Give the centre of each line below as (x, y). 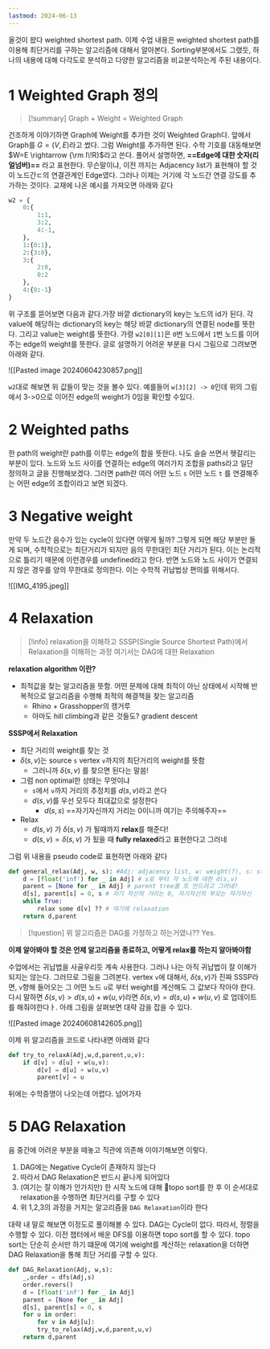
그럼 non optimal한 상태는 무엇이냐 (75, 780)
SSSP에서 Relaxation (43, 733)
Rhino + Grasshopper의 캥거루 (81, 705)
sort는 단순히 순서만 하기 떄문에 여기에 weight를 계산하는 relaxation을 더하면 (129, 1244)
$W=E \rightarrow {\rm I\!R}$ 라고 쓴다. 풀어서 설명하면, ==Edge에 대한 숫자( (131, 154)
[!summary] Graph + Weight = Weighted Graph (105, 118)
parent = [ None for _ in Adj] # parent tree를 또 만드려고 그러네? (131, 886)
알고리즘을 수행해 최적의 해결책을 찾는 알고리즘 (121, 696)
